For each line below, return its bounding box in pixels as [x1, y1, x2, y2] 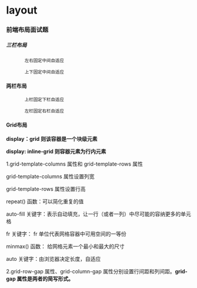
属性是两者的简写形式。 [16, 275, 74, 283]
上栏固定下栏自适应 [24, 97, 65, 103]
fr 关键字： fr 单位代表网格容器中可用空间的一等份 [6, 230, 126, 237]
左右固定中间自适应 [24, 58, 65, 64]
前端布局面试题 [6, 26, 49, 34]
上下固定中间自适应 [24, 69, 65, 75]
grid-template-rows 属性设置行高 [6, 186, 86, 193]
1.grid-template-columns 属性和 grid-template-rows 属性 [6, 160, 143, 168]
